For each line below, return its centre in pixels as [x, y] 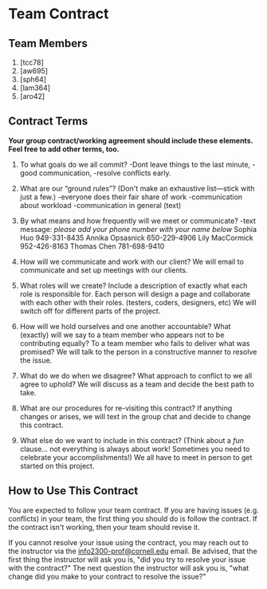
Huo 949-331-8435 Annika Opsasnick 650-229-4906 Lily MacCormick [136, 238]
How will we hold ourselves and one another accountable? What [125, 326]
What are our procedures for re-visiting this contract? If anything [126, 408]
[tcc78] [31, 62]
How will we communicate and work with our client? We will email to [132, 261]
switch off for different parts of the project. [90, 311]
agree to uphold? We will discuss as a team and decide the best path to [137, 384]
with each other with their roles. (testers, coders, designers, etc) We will [138, 302]
